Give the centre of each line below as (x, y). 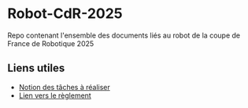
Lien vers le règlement (55, 95)
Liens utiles (36, 68)
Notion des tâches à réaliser (65, 87)
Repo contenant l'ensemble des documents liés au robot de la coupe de (124, 35)
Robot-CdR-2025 (65, 14)
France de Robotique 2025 (51, 43)
